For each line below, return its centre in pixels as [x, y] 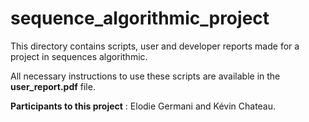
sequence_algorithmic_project [140, 18]
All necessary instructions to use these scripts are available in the [145, 76]
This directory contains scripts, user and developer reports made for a [155, 46]
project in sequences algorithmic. [79, 56]
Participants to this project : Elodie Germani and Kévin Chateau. [143, 106]
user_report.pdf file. [53, 86]
